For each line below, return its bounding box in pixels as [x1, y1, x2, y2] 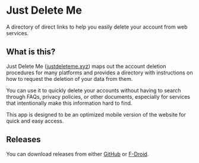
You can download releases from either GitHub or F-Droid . [6, 150, 149, 158]
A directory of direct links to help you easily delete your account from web [6, 23, 188, 30]
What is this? [6, 47, 56, 57]
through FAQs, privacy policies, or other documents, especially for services [6, 93, 191, 100]
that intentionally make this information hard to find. [6, 99, 132, 106]
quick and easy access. [6, 117, 64, 124]
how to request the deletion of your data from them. [6, 75, 133, 82]
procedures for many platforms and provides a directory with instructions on [6, 69, 193, 76]
